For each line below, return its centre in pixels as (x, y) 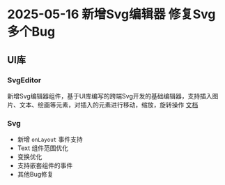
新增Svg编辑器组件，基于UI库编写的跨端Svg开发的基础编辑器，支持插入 (110, 96)
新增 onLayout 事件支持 (50, 140)
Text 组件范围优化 (43, 148)
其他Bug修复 (35, 175)
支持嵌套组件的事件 (45, 165)
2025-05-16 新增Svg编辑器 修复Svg (111, 14)
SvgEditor (24, 80)
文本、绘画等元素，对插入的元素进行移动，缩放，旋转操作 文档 (109, 105)
